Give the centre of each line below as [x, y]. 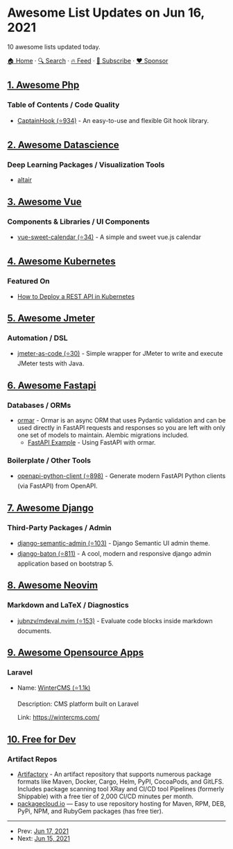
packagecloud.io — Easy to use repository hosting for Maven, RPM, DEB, [121, 804]
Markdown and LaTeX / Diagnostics [68, 605]
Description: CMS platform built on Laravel [78, 704]
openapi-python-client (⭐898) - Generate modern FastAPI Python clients [121, 476]
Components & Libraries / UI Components [79, 222]
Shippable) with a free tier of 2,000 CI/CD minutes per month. [105, 796]
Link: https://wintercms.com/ [58, 718]
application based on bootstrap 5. [65, 563]
